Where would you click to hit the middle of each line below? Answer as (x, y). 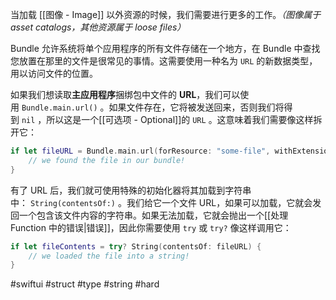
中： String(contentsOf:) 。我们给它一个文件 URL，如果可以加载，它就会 (161, 202)
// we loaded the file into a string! (109, 256)
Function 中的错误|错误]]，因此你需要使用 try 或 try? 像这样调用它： (151, 227)
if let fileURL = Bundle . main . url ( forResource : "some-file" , (140, 151)
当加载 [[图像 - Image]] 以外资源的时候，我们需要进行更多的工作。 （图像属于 (166, 14)
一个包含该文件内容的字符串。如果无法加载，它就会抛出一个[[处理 (153, 215)
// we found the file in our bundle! (107, 160)
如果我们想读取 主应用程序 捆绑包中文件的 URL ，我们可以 (125, 94)
